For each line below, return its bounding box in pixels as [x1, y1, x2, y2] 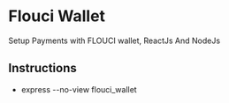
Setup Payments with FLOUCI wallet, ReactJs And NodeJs [8, 35, 221, 46]
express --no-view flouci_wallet [20, 84, 138, 94]
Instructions [8, 61, 77, 76]
